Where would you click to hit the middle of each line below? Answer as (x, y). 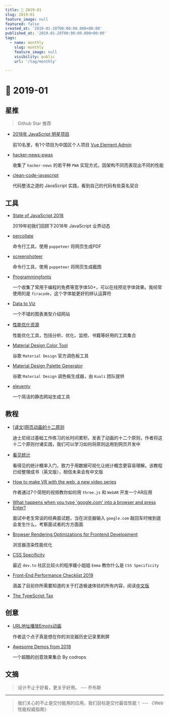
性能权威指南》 (33, 709)
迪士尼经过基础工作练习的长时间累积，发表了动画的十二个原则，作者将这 (87, 438)
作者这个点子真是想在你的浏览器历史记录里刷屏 (61, 636)
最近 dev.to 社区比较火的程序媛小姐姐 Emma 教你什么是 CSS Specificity (86, 565)
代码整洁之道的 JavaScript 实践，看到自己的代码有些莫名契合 (75, 186)
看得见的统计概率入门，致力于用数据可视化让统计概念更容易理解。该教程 (87, 465)
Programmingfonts (32, 277)
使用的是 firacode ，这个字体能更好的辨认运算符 (62, 294)
